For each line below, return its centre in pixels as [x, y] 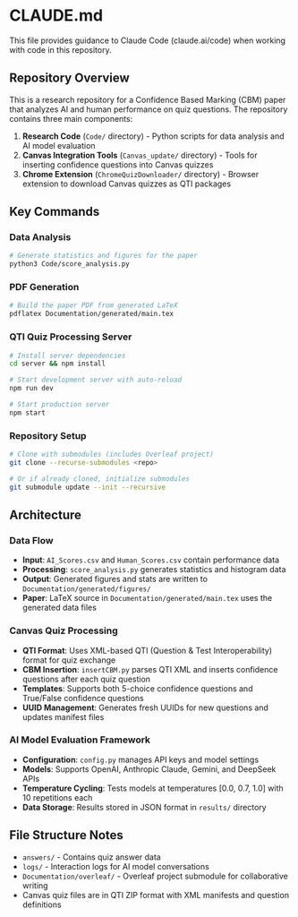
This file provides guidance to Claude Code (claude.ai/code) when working [148, 40]
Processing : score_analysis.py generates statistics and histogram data [154, 570]
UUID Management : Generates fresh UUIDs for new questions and [145, 707]
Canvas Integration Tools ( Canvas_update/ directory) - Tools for [140, 155]
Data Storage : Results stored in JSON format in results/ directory [144, 807]
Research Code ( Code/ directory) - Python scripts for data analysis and [153, 136]
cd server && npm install [57, 364]
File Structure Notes [66, 835]
